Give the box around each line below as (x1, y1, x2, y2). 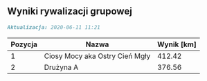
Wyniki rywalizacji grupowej (7, 6, 133, 17)
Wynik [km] (156, 39, 197, 49)
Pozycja (10, 39, 38, 49)
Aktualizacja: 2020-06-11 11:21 (7, 24, 100, 30)
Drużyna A (44, 62, 78, 72)
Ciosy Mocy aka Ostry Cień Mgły (44, 51, 151, 61)
